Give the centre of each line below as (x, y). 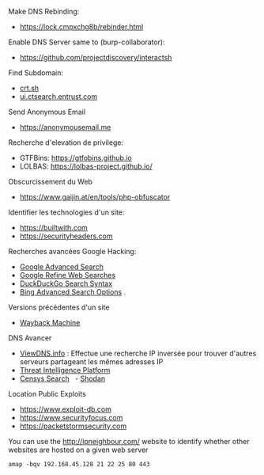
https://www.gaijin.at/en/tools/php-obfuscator (95, 197)
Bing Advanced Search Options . (73, 292)
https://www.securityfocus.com (71, 418)
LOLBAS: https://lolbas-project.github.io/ (86, 166)
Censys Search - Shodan (62, 378)
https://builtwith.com (54, 228)
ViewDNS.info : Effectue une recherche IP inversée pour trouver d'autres (138, 353)
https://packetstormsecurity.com (73, 426)
